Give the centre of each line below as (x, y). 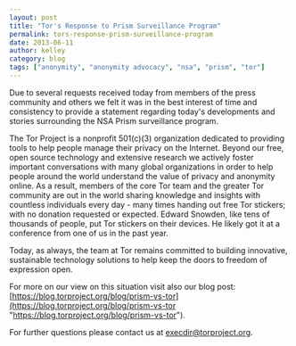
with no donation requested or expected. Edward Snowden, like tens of (140, 214)
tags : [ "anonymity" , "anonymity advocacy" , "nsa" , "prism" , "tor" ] (137, 68)
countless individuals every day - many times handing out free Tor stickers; (148, 204)
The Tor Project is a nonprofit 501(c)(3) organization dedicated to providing (147, 138)
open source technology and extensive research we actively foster (132, 157)
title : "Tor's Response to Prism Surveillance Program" (115, 26)
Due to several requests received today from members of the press (132, 92)
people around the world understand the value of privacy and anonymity (142, 176)
